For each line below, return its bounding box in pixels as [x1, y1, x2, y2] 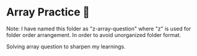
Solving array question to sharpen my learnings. [6, 43, 126, 50]
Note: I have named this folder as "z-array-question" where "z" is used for [6, 25, 192, 32]
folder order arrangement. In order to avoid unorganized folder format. [6, 31, 181, 38]
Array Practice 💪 [6, 5, 90, 19]
